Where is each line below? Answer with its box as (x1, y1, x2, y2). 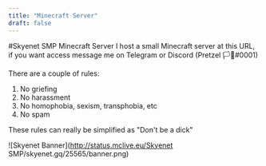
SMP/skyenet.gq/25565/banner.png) (8, 148, 129, 158)
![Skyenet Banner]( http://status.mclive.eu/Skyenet (8, 140, 173, 150)
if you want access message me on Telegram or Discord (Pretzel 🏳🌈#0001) (8, 49, 258, 60)
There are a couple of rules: (8, 69, 100, 78)
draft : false (8, 19, 52, 27)
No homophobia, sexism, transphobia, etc (19, 101, 157, 110)
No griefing (19, 84, 58, 93)
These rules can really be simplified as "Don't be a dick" (8, 125, 193, 134)
